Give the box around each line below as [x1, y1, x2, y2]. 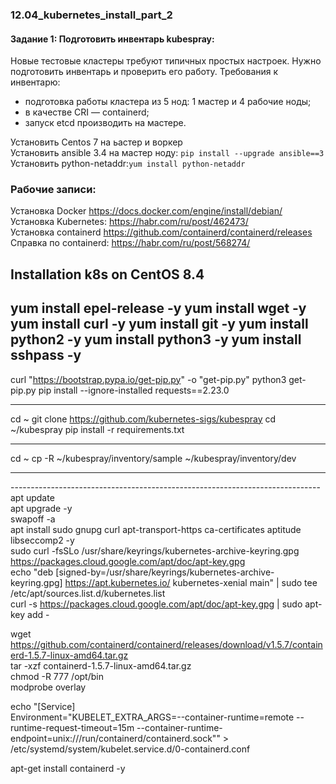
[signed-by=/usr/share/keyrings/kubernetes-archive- [55, 566, 275, 578]
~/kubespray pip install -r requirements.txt [10, 423, 185, 435]
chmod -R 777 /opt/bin [10, 670, 104, 682]
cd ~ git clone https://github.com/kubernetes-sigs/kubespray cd [10, 413, 277, 425]
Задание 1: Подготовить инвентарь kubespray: [10, 33, 215, 45]
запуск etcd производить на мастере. [24, 117, 187, 129]
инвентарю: [10, 76, 61, 88]
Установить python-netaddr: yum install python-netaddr [10, 158, 246, 170]
